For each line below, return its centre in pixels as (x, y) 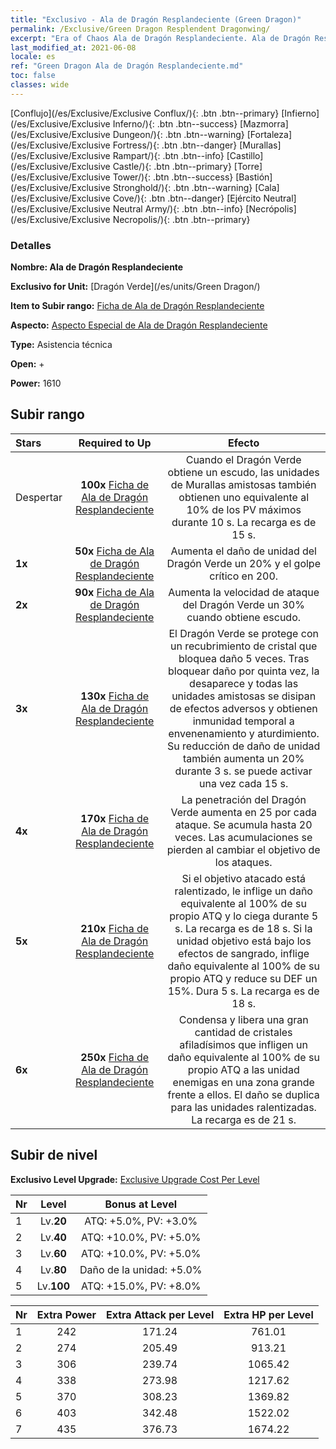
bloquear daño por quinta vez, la (243, 671)
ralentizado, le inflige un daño (243, 891)
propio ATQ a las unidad (243, 1069)
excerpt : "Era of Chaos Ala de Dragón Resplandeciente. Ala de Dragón (160, 38)
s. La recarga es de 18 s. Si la (243, 928)
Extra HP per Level (268, 1314)
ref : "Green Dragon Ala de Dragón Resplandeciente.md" (127, 66)
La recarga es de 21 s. (244, 1119)
